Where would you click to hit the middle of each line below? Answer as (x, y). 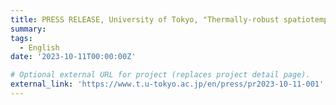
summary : (28, 29)
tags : (21, 38)
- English (39, 47)
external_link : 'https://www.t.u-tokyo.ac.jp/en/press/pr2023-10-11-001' (167, 84)
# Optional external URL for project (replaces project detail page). (160, 75)
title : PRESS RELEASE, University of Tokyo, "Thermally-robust (145, 19)
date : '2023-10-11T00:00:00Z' (73, 57)
